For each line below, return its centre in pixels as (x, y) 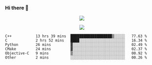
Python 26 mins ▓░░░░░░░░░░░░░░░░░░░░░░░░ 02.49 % (76, 45)
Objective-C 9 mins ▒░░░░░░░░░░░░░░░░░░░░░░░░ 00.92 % (76, 53)
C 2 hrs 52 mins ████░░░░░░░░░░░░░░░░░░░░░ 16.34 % (76, 41)
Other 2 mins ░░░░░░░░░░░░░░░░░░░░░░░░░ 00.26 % (76, 58)
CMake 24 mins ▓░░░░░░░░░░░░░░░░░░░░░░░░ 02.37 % (76, 49)
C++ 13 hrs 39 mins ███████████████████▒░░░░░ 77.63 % (76, 36)
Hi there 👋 (17, 8)
